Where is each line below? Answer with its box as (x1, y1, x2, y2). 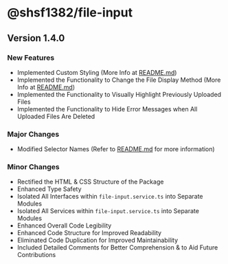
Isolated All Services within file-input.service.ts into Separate (16, 207, 199, 215)
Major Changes (7, 129, 60, 139)
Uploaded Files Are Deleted (16, 112, 95, 120)
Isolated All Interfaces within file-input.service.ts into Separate (16, 192, 204, 201)
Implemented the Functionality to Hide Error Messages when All (16, 104, 198, 113)
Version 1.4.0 (7, 32, 65, 44)
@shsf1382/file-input (7, 5, 133, 21)
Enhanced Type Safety (16, 185, 82, 193)
